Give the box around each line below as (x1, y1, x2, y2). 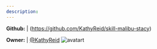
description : (6, 8, 39, 15)
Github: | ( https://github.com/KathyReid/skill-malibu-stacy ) (6, 25, 152, 32)
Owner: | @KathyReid (6, 36, 60, 43)
